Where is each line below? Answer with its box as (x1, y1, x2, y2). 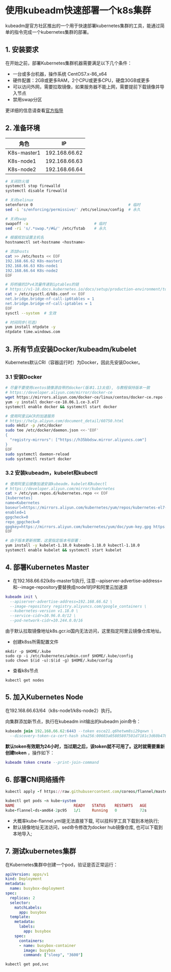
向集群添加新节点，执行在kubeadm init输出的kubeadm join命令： (5, 718, 141, 724)
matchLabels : (14, 905, 42, 910)
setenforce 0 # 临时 (5, 203, 141, 208)
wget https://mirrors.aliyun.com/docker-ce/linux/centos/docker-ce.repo (5, 395, 163, 400)
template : (10, 914, 31, 920)
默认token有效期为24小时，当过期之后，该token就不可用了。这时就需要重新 (5, 743, 165, 749)
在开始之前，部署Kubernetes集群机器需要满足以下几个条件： (5, 60, 132, 66)
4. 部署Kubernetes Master (5, 563, 90, 572)
